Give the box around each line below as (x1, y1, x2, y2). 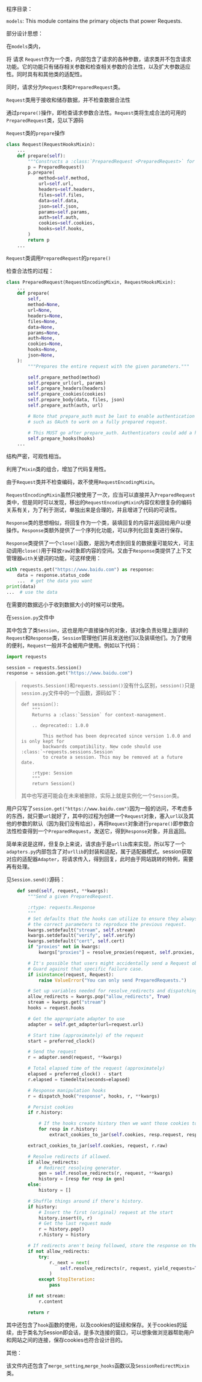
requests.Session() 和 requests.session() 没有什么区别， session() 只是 (20, 682, 195, 689)
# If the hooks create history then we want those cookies (38, 1120, 189, 1126)
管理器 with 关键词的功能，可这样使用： (6, 554, 102, 562)
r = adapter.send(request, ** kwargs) (28, 1055, 122, 1061)
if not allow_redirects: (28, 1248, 90, 1255)
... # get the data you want (17, 578, 93, 584)
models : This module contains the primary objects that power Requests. (6, 18, 182, 24)
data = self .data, (38, 198, 79, 204)
